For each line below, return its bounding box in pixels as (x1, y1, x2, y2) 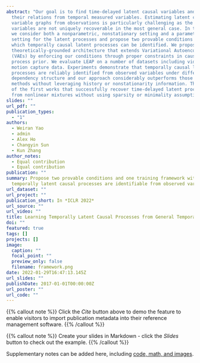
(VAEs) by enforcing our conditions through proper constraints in (11, 53, 183, 59)
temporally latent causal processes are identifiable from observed (11, 181, 185, 187)
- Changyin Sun (11, 141, 49, 148)
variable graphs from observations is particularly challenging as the (11, 20, 193, 26)
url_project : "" (6, 192, 46, 198)
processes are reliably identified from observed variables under (11, 70, 180, 76)
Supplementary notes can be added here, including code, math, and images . (6, 350, 194, 358)
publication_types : (6, 109, 55, 115)
